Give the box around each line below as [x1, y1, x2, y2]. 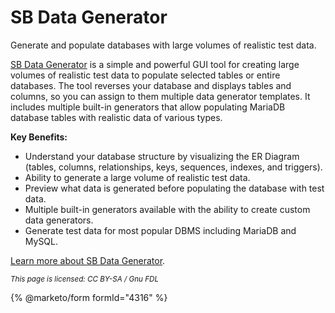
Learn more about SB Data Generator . [10, 254, 166, 266]
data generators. [24, 214, 94, 226]
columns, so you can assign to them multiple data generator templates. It [10, 90, 311, 102]
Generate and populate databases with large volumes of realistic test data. [10, 39, 317, 51]
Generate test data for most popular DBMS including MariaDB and [24, 224, 297, 236]
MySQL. [24, 235, 59, 247]
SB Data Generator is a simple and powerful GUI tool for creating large [10, 58, 300, 70]
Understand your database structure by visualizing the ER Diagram [24, 150, 300, 162]
